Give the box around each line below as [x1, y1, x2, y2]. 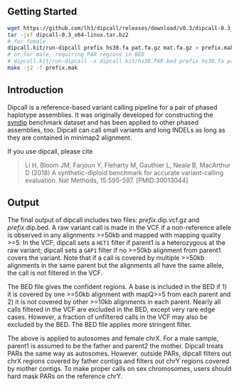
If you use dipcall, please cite [7, 147, 93, 155]
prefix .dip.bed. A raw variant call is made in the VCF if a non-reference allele [7, 223, 232, 231]
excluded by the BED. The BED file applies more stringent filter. [7, 320, 192, 328]
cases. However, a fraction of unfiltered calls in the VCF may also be [7, 313, 208, 321]
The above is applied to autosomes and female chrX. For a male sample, [7, 334, 219, 343]
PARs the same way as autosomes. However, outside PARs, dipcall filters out [7, 349, 232, 358]
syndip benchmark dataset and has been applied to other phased [7, 118, 199, 127]
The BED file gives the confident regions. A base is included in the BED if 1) [7, 282, 228, 291]
